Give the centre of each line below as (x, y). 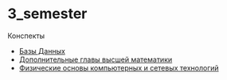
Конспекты (26, 36)
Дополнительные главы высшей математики (96, 59)
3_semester (47, 14)
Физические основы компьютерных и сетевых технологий (119, 67)
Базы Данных (42, 51)
